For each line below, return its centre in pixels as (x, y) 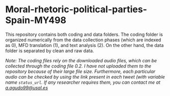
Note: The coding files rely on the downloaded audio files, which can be (81, 60)
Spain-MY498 (36, 20)
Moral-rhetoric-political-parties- (76, 9)
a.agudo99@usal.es (27, 87)
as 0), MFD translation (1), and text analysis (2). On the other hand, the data (84, 45)
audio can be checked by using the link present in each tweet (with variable (85, 77)
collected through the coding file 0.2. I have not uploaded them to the (78, 66)
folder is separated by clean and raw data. (50, 51)
